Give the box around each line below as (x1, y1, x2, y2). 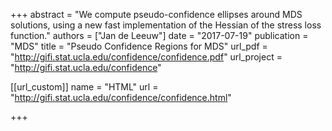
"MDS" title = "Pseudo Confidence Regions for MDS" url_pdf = (10, 40, 268, 52)
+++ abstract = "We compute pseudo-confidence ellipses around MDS (10, 9, 303, 20)
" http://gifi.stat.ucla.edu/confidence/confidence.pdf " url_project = (10, 51, 283, 63)
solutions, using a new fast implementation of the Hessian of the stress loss (10, 19, 322, 31)
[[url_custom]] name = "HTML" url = (10, 81, 159, 93)
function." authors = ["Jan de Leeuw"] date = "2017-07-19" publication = (10, 30, 309, 41)
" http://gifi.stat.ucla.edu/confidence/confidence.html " (10, 92, 232, 103)
